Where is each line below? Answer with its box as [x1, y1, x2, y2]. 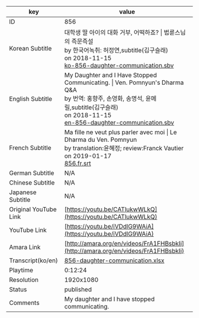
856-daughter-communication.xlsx [64, 256, 165, 265]
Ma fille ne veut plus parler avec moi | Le [64, 128, 177, 136]
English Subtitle [9, 95, 52, 103]
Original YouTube [9, 205, 57, 213]
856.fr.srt [64, 160, 91, 167]
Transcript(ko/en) [9, 256, 58, 265]
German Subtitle [9, 169, 54, 177]
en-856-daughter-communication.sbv [64, 119, 175, 126]
